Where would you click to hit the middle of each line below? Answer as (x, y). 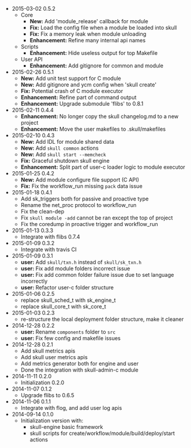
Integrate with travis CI (49, 249)
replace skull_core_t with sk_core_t (63, 306)
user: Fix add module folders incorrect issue (75, 268)
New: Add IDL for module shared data (67, 142)
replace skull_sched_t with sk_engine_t (68, 300)
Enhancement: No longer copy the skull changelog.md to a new (100, 116)
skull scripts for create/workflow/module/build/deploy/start (102, 433)
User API (32, 59)
